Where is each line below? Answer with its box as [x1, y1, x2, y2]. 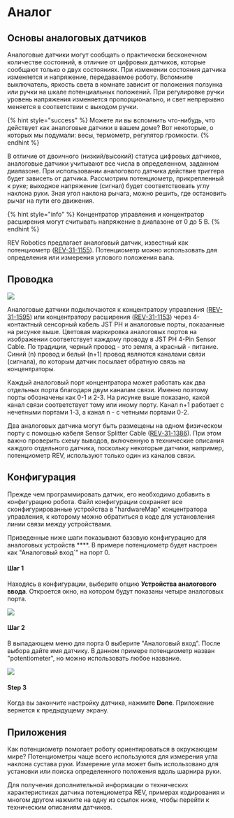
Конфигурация [7, 471, 76, 483]
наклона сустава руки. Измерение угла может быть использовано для [7, 760, 219, 768]
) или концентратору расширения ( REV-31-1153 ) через [29, 313, 192, 321]
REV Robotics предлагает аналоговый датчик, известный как [7, 238, 189, 247]
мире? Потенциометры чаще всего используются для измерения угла [7, 752, 218, 761]
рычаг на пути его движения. [7, 196, 94, 205]
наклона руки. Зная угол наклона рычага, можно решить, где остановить [7, 189, 227, 197]
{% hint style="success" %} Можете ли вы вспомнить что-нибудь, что [7, 116, 215, 124]
